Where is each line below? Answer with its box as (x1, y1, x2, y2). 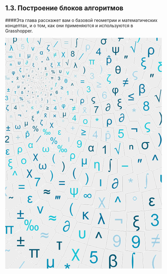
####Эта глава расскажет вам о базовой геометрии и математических (5, 17, 158, 23)
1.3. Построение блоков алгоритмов (5, 4, 124, 12)
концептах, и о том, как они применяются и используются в (5, 22, 133, 28)
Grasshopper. (5, 27, 33, 34)
